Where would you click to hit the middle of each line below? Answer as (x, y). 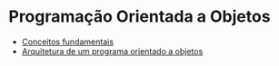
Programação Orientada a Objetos (139, 17)
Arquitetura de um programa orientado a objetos (112, 51)
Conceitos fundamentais (68, 42)
